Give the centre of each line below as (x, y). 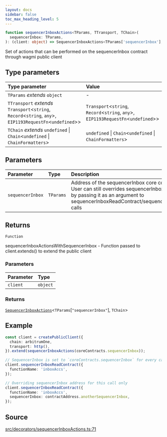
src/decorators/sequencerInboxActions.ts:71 (51, 429)
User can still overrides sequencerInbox (118, 189)
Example (19, 326)
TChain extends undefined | (39, 130)
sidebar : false (21, 14)
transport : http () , (30, 346)
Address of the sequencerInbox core (114, 183)
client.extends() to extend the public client (48, 251)
